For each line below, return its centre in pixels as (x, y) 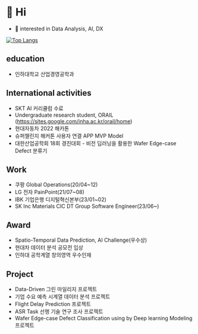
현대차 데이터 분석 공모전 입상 (49, 248)
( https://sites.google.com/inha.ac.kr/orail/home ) (73, 121)
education (25, 59)
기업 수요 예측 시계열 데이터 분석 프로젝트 (62, 296)
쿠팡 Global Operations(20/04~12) (56, 185)
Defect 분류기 (31, 151)
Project (20, 274)
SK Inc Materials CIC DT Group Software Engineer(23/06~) (87, 206)
